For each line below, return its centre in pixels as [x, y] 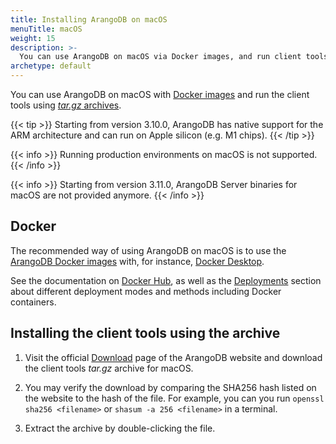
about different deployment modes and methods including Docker [146, 291]
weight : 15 [33, 38]
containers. [33, 302]
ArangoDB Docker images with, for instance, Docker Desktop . [137, 261]
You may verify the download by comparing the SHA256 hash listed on [170, 387]
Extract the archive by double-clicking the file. [120, 428]
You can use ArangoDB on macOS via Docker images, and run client [160, 57]
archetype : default [51, 66]
